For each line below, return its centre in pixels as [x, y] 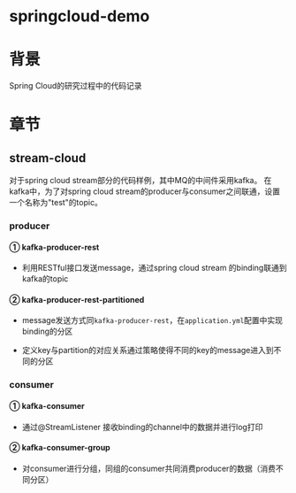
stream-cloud [48, 158]
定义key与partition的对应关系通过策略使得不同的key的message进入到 [148, 350]
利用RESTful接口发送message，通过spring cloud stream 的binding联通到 [154, 268]
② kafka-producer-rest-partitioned [77, 299]
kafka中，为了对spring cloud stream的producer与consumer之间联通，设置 [145, 191]
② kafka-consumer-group [60, 448]
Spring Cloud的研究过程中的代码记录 [76, 86]
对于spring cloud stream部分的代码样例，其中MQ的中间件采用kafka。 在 [140, 181]
